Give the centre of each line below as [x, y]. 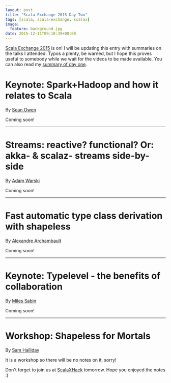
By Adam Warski [22, 181]
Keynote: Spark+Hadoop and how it [82, 85]
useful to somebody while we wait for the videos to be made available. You [84, 59]
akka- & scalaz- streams [58, 156]
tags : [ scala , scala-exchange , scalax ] [48, 19]
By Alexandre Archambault [33, 241]
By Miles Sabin [21, 301]
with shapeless [38, 227]
